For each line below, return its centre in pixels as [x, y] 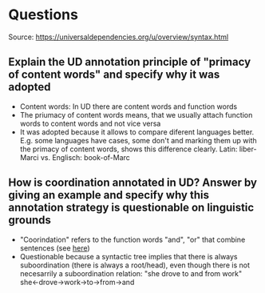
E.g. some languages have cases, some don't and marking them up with [138, 140]
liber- [248, 149]
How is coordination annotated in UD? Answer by [133, 183]
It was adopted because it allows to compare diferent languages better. [137, 132]
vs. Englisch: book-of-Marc [85, 157]
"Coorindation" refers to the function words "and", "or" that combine [132, 239]
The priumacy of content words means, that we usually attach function [136, 114]
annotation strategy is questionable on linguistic [131, 208]
